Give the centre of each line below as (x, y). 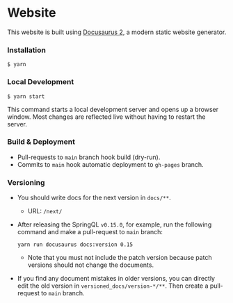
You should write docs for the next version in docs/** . (94, 198)
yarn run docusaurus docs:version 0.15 (75, 245)
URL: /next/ (45, 211)
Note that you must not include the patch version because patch (120, 258)
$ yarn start (26, 96)
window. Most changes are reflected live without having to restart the (106, 117)
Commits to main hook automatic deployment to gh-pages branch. (110, 164)
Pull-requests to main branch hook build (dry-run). (89, 157)
